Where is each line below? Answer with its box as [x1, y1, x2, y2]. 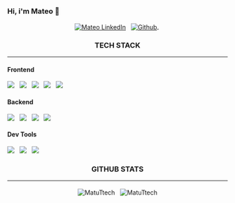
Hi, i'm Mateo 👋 [7, 6, 60, 16]
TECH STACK [94, 40, 141, 50]
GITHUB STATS [91, 164, 144, 174]
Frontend [7, 65, 35, 73]
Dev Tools [7, 130, 37, 139]
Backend [7, 98, 34, 106]
